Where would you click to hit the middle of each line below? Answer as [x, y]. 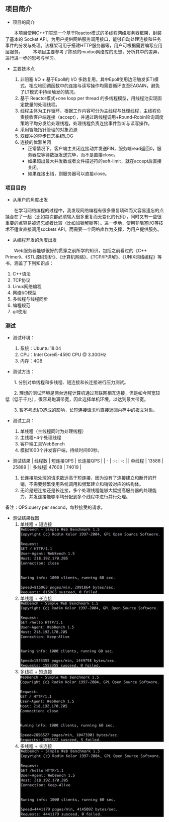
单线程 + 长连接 [36, 599]
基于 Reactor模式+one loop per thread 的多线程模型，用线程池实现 [89, 98]
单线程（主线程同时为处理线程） [53, 431]
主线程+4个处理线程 [40, 438]
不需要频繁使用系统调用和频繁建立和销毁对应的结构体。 [86, 484]
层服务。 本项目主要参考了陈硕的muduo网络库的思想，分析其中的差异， [83, 51]
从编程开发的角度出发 [34, 240]
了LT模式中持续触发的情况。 [49, 92]
